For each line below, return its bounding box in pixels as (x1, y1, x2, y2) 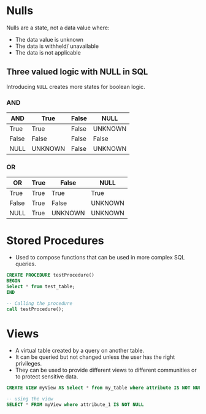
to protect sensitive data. (15, 373, 78, 380)
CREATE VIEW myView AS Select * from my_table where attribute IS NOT (6, 385, 191, 391)
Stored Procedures (6, 234, 104, 247)
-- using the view (6, 396, 53, 402)
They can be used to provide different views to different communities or (15, 366, 197, 374)
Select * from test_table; (6, 283, 75, 290)
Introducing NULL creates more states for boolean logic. (6, 83, 145, 90)
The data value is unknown (15, 36, 84, 43)
